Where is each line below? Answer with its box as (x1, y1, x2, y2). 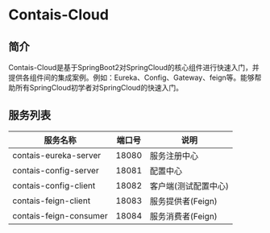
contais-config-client (12, 180, 96, 191)
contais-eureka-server (12, 149, 102, 160)
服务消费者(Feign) (149, 210, 218, 222)
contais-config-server (12, 164, 99, 176)
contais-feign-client (12, 195, 91, 206)
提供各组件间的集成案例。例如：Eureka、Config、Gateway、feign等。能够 (8, 73, 255, 82)
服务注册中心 (149, 150, 199, 161)
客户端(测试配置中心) (149, 180, 230, 191)
